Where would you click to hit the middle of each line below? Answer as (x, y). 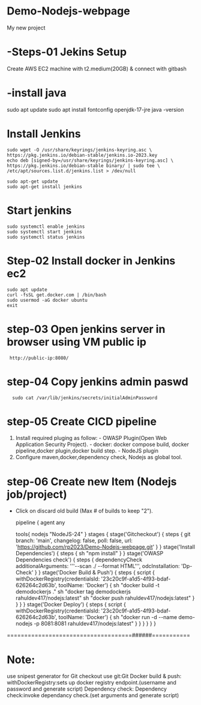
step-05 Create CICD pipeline (82, 421)
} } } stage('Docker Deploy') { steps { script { (71, 605)
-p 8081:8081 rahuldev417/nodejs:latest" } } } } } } (95, 624)
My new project (26, 28)
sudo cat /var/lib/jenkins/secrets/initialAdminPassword (85, 398)
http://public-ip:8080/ (39, 358)
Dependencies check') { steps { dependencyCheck (79, 560)
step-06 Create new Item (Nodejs (92, 481)
